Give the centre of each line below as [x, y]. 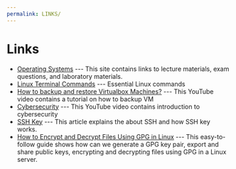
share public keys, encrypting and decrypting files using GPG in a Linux [122, 152]
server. [27, 159]
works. [27, 129]
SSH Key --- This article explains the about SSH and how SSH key [113, 121]
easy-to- [213, 136]
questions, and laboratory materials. [70, 76]
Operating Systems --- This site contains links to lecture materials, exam [123, 69]
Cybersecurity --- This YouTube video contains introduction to [108, 107]
